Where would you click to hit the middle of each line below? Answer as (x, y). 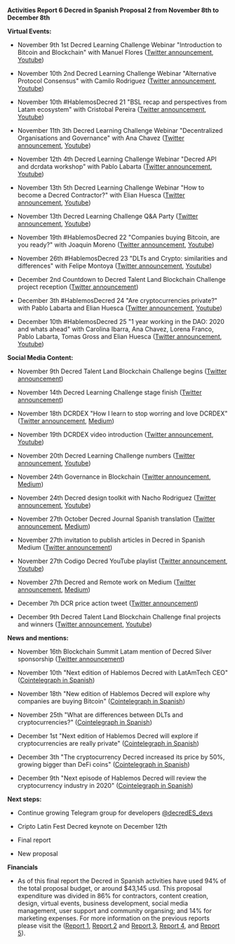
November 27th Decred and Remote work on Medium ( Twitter (107, 582)
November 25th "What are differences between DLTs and (100, 715)
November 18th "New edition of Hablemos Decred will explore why (114, 694)
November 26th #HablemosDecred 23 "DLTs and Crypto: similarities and (122, 258)
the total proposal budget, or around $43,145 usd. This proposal (109, 888)
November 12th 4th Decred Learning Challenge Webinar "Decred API (117, 159)
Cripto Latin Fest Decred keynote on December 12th (92, 826)
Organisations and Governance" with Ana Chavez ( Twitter (101, 138)
